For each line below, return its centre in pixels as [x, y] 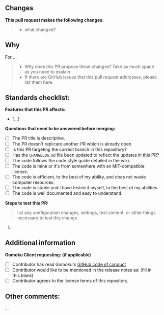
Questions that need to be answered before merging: [60, 129]
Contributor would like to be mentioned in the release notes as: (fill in [82, 270]
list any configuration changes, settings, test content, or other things [86, 212]
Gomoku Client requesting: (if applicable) [48, 255]
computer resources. [33, 182]
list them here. [39, 82]
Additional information [40, 243]
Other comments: [33, 297]
